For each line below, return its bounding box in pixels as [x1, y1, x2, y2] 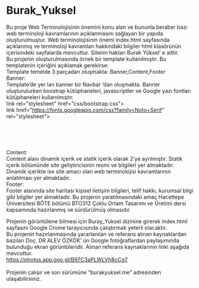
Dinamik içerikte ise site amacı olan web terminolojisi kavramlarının [6, 167, 171, 175]
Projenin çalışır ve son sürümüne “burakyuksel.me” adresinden [6, 268, 161, 276]
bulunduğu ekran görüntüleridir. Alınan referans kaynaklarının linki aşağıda [6, 243, 190, 250]
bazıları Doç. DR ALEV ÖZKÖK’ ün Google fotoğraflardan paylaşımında [6, 236, 180, 244]
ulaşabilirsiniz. [6, 275, 42, 282]
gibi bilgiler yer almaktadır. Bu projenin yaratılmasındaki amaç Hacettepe [6, 193, 185, 200]
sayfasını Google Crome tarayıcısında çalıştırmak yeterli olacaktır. [6, 224, 167, 231]
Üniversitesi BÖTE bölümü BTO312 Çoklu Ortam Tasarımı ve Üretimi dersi [6, 199, 186, 207]
